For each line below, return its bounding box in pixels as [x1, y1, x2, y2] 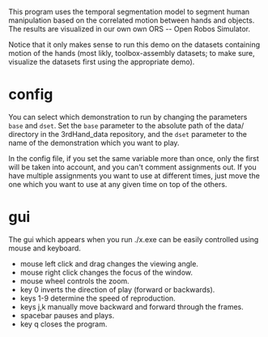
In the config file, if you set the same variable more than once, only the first [8, 153, 259, 163]
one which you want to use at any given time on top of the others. [8, 179, 228, 189]
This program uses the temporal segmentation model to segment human [8, 7, 250, 16]
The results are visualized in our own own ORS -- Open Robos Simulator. [8, 24, 251, 33]
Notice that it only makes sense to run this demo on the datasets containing [8, 40, 261, 49]
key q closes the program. [19, 319, 108, 329]
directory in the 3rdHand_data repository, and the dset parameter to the [8, 129, 247, 139]
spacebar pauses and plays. [19, 310, 115, 320]
